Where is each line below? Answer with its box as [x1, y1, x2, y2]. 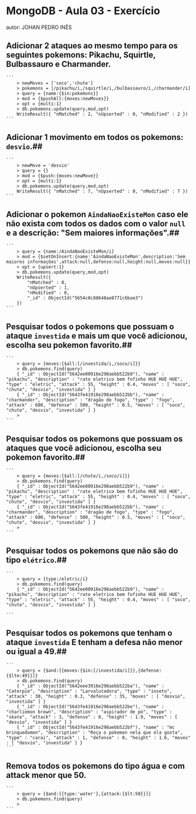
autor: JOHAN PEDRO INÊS [6, 24, 72, 31]
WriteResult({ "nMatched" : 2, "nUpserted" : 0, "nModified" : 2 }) [16, 111, 188, 117]
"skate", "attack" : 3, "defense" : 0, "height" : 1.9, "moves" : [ [6, 714, 178, 720]
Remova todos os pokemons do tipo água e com [6, 761, 185, 771]
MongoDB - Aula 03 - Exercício [6, 4, 161, 18]
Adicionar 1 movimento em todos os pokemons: [6, 132, 184, 142]
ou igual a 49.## [6, 647, 67, 657]
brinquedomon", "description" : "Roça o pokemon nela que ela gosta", [6, 730, 183, 735]
